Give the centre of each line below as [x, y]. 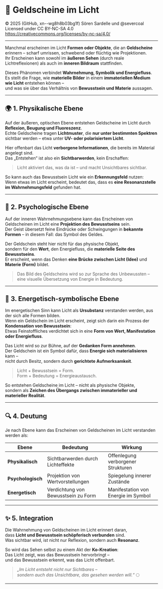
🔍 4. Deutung [26, 416]
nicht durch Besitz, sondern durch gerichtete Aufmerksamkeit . [69, 361]
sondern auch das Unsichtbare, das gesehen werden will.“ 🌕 [78, 575]
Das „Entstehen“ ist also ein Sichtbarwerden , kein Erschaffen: [67, 158]
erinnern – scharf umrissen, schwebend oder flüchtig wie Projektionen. [76, 53]
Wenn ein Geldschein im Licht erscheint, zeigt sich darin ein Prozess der [77, 321]
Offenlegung [122, 456]
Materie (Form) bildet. [27, 264]
